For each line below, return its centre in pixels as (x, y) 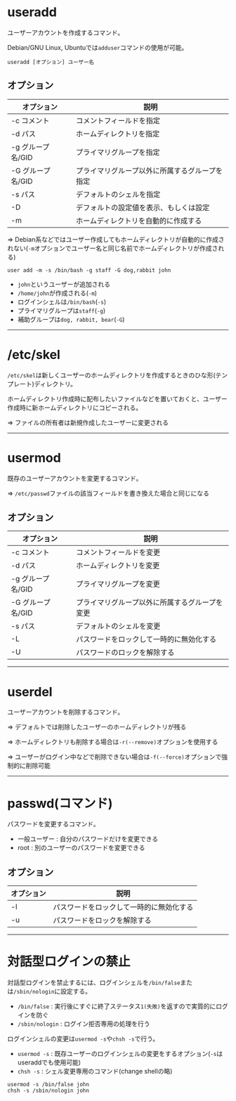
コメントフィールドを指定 (118, 120)
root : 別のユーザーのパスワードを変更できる (81, 848)
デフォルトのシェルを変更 (118, 626)
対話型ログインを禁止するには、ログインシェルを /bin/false (94, 983)
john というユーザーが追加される (64, 284)
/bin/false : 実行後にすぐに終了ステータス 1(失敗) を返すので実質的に (117, 1006)
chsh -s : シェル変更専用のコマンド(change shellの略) (95, 1071)
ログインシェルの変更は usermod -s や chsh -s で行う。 (83, 1039)
